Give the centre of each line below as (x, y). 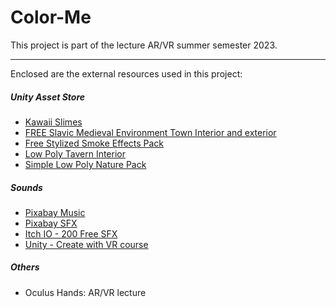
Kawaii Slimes (53, 122)
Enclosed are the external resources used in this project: (126, 73)
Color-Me (51, 17)
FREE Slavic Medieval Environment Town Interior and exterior (150, 132)
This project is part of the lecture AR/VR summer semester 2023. (144, 45)
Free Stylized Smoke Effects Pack (94, 143)
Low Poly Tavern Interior (75, 153)
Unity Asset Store (48, 97)
